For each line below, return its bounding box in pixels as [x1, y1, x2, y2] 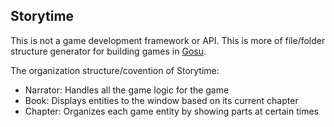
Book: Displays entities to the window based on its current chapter [24, 94, 299, 106]
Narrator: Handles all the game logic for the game [24, 84, 230, 96]
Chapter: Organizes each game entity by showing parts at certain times [24, 105, 320, 117]
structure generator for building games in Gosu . [10, 45, 207, 57]
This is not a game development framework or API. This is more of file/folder [10, 34, 326, 46]
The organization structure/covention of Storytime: [10, 64, 220, 76]
